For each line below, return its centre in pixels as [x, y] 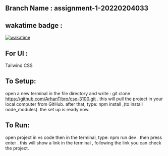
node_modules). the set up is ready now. [47, 109]
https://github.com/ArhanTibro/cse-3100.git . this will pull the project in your [84, 99]
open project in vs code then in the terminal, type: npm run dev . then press [84, 137]
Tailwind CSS [19, 65]
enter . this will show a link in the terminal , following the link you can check [83, 142]
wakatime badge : [34, 25]
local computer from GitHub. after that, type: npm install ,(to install [74, 104]
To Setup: [21, 81]
